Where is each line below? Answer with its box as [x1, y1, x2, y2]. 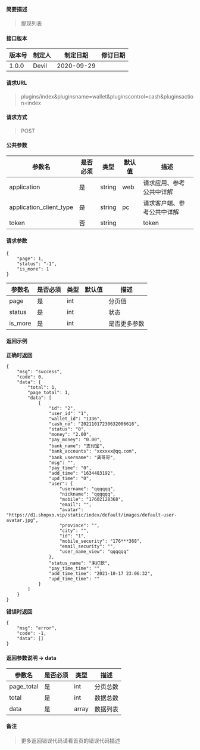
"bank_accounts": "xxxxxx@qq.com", [48, 448, 137, 454]
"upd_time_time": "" [48, 576, 100, 582]
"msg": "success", [17, 369, 62, 375]
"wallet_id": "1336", [48, 416, 102, 422]
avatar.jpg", [6, 517, 39, 524]
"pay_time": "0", [48, 465, 92, 471]
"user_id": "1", [48, 411, 89, 417]
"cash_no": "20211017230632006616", [48, 421, 140, 427]
